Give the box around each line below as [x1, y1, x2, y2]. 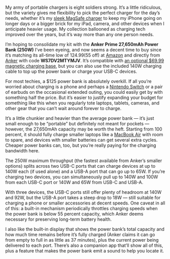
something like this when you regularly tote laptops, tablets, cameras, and [5, 100, 160, 106]
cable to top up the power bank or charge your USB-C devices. [5, 68, 138, 74]
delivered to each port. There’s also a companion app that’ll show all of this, [5, 242, 163, 248]
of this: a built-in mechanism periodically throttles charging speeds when [5, 205, 158, 211]
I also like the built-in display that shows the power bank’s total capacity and [5, 226, 165, 232]
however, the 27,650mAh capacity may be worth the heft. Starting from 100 [5, 126, 162, 132]
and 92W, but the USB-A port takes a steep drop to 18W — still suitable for [5, 195, 161, 200]
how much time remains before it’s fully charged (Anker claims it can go [5, 231, 155, 238]
